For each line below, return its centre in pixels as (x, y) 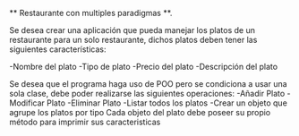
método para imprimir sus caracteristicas (85, 122)
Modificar (27, 103)
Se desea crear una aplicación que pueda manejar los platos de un (132, 30)
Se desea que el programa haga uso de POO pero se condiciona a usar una (149, 84)
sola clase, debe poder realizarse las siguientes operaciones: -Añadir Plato (147, 93)
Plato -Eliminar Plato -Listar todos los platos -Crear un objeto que (167, 103)
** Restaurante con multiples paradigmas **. (91, 13)
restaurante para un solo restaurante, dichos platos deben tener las (133, 40)
